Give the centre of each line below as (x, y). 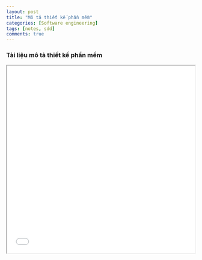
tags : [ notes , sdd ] (31, 29)
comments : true (25, 34)
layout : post (23, 12)
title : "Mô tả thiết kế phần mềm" (50, 17)
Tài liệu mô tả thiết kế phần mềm (54, 55)
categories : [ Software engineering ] (52, 23)
